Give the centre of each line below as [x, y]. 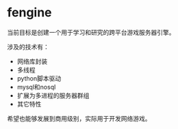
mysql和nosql [36, 87]
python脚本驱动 [39, 78]
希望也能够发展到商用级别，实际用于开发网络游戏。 [79, 118]
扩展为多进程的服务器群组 [53, 95]
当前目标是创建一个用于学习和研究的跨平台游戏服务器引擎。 [91, 32]
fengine [30, 13]
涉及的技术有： [28, 46]
